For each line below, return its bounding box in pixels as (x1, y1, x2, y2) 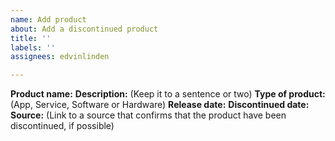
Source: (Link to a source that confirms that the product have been (10, 109, 287, 121)
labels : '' (10, 42, 56, 53)
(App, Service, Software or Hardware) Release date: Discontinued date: (10, 99, 310, 111)
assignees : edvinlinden (10, 52, 110, 62)
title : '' (10, 33, 52, 43)
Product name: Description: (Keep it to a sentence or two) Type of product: (10, 88, 326, 100)
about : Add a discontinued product (10, 24, 159, 34)
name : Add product (10, 14, 87, 25)
